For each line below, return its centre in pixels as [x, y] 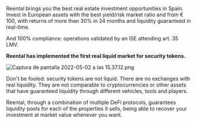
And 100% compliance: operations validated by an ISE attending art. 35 [92, 38]
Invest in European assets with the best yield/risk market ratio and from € [95, 15]
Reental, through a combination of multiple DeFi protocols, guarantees [91, 102]
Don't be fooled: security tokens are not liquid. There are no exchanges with [98, 79]
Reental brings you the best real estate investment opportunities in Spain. [95, 8]
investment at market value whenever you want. [64, 115]
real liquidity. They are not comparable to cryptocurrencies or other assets [96, 85]
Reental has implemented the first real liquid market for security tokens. [96, 56]
